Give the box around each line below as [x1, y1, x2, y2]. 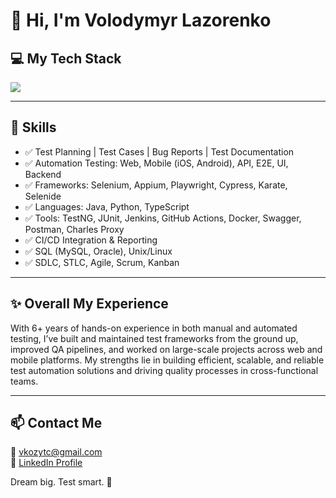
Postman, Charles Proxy [24, 223, 125, 235]
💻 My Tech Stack [10, 50, 122, 67]
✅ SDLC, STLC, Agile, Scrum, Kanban [24, 256, 180, 268]
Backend [24, 168, 62, 180]
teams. [10, 375, 39, 387]
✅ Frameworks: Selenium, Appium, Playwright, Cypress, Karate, [24, 179, 288, 191]
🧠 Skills [10, 119, 57, 136]
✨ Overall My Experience [10, 295, 169, 313]
